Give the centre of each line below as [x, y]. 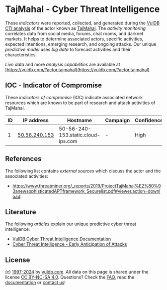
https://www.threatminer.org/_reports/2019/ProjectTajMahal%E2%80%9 [86, 186]
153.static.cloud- [80, 135]
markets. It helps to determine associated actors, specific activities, [74, 39]
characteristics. [21, 55]
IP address [36, 120]
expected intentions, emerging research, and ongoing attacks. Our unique [81, 44]
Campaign [118, 120]
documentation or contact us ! [36, 283]
